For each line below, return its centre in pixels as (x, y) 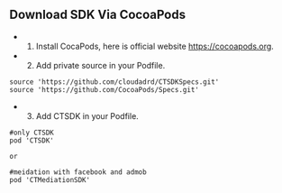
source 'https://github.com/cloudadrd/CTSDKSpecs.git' (114, 82)
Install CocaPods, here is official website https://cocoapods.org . (155, 46)
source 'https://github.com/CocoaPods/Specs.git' (105, 89)
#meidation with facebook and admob (78, 172)
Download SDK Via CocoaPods (98, 15)
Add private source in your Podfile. (100, 65)
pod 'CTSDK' (32, 140)
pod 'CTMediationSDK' (50, 179)
